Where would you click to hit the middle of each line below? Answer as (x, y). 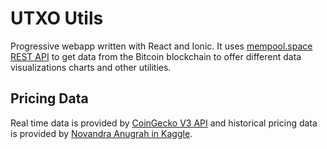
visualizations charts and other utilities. (91, 67)
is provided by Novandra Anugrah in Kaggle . (101, 133)
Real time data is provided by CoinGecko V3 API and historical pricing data (164, 123)
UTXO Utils (57, 18)
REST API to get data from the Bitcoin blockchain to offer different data (156, 56)
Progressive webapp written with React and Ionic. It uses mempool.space (161, 46)
